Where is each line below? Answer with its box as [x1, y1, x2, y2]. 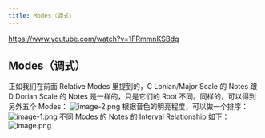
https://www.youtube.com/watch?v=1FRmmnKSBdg [8, 34, 179, 43]
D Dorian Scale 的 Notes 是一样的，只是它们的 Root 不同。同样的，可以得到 [8, 91, 256, 101]
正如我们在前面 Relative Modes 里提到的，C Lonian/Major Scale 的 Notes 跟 [8, 82, 258, 91]
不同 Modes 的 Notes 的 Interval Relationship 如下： [58, 112, 230, 121]
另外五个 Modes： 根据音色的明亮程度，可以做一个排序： [8, 102, 249, 112]
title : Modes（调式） [8, 11, 76, 20]
